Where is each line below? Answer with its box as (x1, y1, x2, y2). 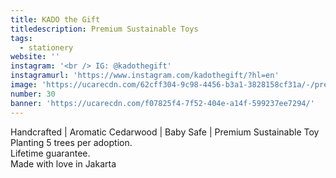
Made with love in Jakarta (10, 157, 117, 170)
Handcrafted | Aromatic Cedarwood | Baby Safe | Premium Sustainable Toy (10, 126, 320, 138)
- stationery (19, 42, 74, 53)
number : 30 (10, 89, 56, 99)
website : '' (10, 52, 60, 62)
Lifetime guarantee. (10, 147, 91, 159)
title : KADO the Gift (10, 14, 101, 25)
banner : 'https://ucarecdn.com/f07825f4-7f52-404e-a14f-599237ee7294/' (10, 98, 315, 108)
